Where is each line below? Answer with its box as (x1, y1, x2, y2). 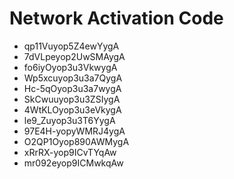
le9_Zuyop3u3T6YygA (23, 114, 116, 126)
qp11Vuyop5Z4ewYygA (23, 40, 120, 52)
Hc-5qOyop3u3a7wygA (23, 82, 122, 94)
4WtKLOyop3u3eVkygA (23, 103, 122, 116)
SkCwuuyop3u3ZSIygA (23, 93, 121, 105)
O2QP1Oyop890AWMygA (23, 135, 130, 147)
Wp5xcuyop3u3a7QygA (23, 72, 123, 84)
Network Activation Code (9, 7, 224, 30)
